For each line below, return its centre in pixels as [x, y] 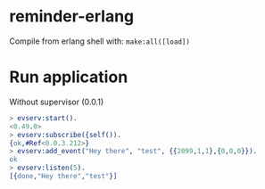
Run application [69, 77]
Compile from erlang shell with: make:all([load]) [99, 41]
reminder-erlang [72, 16]
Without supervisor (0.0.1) [57, 102]
